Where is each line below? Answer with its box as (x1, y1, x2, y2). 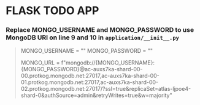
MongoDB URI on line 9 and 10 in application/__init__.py (6, 33, 179, 42)
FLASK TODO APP (6, 4, 99, 18)
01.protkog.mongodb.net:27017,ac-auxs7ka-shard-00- (20, 79, 159, 86)
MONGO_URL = (20, 59, 60, 66)
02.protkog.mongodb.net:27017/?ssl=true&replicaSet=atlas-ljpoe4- (20, 85, 191, 93)
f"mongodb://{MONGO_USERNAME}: (61, 59, 155, 66)
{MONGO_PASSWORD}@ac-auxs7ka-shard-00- (20, 66, 143, 73)
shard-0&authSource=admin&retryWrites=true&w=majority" (20, 91, 172, 99)
